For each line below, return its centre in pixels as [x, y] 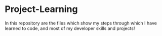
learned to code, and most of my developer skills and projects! [70, 28]
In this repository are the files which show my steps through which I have [81, 23]
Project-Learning [41, 9]
